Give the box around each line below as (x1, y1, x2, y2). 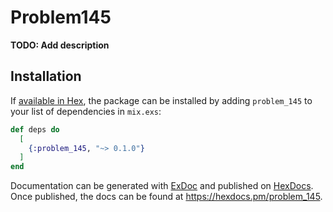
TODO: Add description (10, 39, 110, 51)
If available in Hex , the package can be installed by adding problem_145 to (10, 94, 313, 106)
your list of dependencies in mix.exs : (10, 105, 162, 117)
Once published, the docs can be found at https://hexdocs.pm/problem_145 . (10, 191, 323, 203)
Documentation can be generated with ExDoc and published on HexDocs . (10, 180, 314, 192)
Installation (10, 68, 82, 85)
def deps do (10, 124, 60, 135)
